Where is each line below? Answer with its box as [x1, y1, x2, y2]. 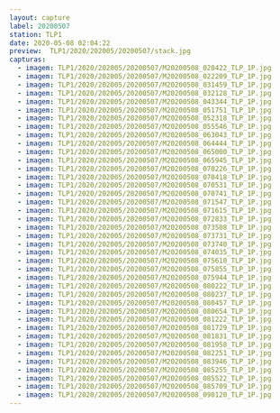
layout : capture [9, 13, 70, 23]
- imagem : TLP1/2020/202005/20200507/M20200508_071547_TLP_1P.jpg [17, 197, 272, 207]
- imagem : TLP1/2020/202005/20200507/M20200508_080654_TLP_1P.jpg [17, 307, 272, 316]
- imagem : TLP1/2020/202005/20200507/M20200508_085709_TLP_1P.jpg [17, 382, 272, 391]
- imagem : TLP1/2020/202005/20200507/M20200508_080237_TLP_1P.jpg [17, 289, 272, 298]
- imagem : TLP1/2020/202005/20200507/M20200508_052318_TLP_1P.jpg [17, 114, 272, 123]
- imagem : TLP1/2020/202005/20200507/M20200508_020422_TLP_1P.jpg [17, 64, 272, 73]
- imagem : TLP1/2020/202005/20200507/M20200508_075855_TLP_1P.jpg [17, 265, 272, 274]
